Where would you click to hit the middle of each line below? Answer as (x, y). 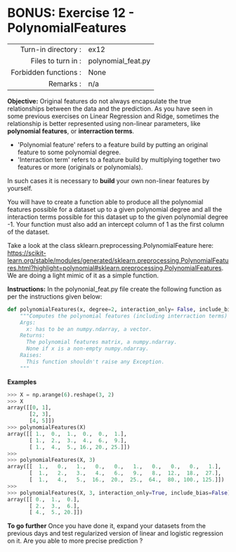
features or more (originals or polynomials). (80, 167)
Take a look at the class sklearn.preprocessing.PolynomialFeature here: (111, 245)
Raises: (31, 356)
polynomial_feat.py (119, 61)
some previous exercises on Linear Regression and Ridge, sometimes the (113, 116)
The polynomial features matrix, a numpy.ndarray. (101, 342)
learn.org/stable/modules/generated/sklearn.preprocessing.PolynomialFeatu (118, 260)
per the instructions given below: (55, 296)
